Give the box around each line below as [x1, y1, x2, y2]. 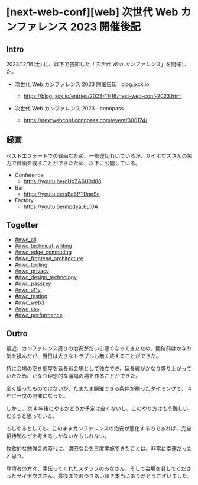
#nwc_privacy [14, 267, 49, 275]
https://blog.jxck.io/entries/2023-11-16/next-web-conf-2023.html [23, 92, 182, 100]
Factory [14, 196, 34, 203]
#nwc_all [14, 235, 37, 243]
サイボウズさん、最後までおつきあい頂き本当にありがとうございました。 [16, 473, 193, 480]
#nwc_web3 [14, 299, 45, 306]
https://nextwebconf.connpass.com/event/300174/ [23, 117, 148, 123]
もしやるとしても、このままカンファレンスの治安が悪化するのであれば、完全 [6, 425, 192, 432]
